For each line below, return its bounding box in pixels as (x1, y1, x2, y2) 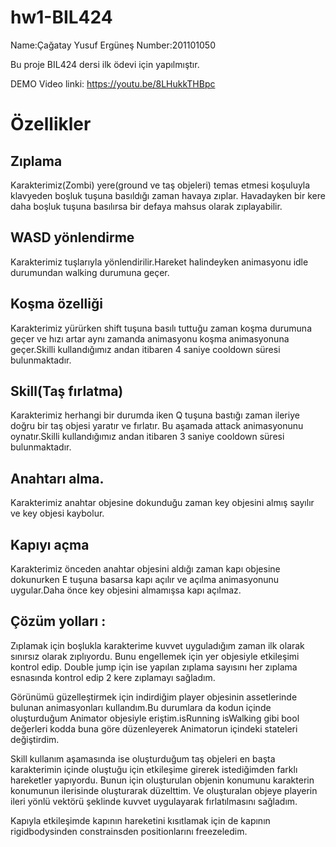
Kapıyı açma (10, 536, 90, 553)
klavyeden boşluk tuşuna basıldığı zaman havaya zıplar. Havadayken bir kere (10, 189, 326, 201)
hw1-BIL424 (10, 6, 113, 29)
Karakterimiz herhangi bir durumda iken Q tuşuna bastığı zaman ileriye (10, 409, 300, 421)
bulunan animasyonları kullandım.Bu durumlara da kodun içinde (10, 701, 272, 713)
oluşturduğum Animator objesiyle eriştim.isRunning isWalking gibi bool (10, 712, 300, 724)
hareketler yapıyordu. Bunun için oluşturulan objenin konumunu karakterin (10, 774, 315, 786)
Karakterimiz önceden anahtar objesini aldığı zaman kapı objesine (10, 563, 281, 575)
